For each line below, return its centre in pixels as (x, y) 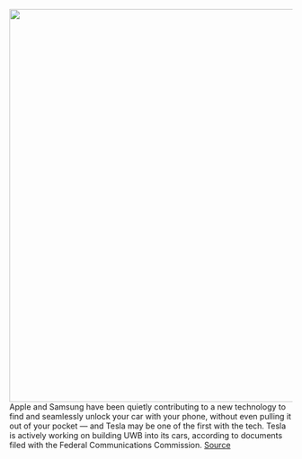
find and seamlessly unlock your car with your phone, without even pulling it (151, 416)
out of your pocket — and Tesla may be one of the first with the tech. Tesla (148, 426)
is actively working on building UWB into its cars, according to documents (146, 435)
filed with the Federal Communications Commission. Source (120, 445)
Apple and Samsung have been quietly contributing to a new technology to (147, 407)
